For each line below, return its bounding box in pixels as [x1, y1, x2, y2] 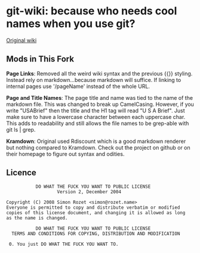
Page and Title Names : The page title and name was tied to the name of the [6, 94, 193, 101]
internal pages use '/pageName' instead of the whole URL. [6, 83, 150, 90]
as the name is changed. [6, 215, 68, 221]
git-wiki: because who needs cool [6, 4, 177, 18]
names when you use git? [6, 17, 136, 31]
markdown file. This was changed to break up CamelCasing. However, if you [6, 100, 194, 108]
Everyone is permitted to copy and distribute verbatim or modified [6, 205, 180, 211]
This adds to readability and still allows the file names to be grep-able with [6, 120, 189, 127]
